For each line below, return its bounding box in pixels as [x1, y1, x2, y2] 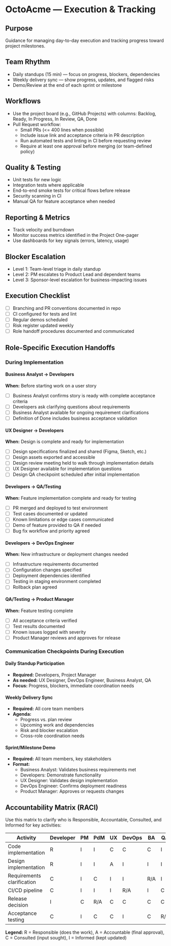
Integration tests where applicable [12, 182, 84, 188]
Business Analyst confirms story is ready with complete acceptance [12, 392, 155, 399]
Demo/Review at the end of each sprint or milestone [12, 82, 122, 88]
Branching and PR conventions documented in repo [12, 305, 121, 311]
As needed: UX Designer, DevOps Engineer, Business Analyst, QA [12, 677, 151, 684]
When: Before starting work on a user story [5, 382, 97, 389]
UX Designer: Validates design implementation [20, 778, 118, 784]
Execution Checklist [5, 292, 70, 300]
